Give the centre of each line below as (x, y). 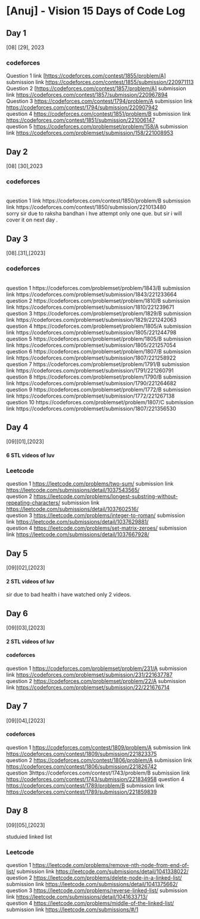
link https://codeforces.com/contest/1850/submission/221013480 (86, 207)
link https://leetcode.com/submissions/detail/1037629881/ (77, 522)
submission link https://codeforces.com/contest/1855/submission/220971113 (100, 82)
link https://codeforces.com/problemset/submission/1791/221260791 (90, 370)
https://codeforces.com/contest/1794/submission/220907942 (82, 107)
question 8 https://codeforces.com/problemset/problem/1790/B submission (99, 377)
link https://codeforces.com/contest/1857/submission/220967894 (87, 95)
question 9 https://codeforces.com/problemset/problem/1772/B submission (99, 389)
